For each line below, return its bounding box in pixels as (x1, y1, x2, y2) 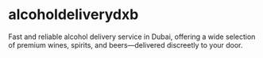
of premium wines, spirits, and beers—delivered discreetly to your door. (8, 40, 243, 49)
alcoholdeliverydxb (8, 6, 139, 24)
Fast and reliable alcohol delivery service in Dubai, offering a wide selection (8, 32, 256, 41)
